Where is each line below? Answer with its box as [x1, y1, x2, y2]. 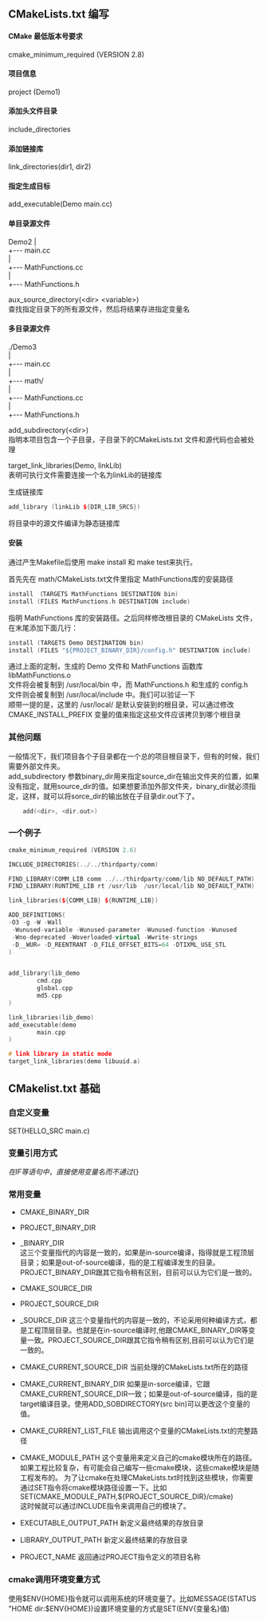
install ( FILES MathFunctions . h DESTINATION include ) [8, 597, 191, 606]
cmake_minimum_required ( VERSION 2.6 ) [8, 846, 137, 854]
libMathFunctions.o [8, 670, 72, 680]
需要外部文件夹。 [8, 761, 65, 771]
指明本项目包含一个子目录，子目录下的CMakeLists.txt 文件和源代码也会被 [8, 434, 248, 444]
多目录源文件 [8, 324, 50, 333]
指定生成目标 [8, 181, 50, 190]
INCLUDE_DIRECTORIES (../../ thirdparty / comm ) [8, 860, 159, 869]
